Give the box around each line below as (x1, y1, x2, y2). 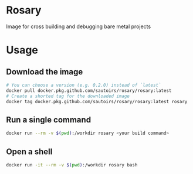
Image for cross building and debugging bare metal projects (6, 23, 151, 30)
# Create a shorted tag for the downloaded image (6, 93, 130, 99)
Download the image (6, 67, 83, 77)
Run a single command (6, 115, 92, 125)
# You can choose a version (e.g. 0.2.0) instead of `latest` (6, 82, 161, 88)
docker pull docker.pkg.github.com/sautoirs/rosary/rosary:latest (6, 87, 172, 94)
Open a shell (6, 146, 53, 156)
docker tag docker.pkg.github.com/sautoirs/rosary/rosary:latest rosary (6, 98, 188, 104)
